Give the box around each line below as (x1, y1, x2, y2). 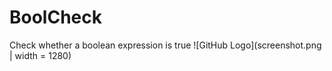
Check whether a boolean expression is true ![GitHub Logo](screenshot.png (9, 39, 322, 51)
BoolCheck (9, 6, 102, 29)
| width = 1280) (9, 49, 72, 61)
